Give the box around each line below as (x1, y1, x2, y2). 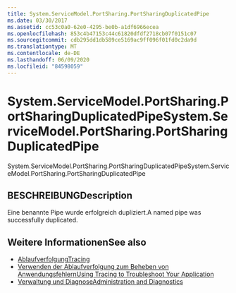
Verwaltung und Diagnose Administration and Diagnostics (17, 277, 183, 286)
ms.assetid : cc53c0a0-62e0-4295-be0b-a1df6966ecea (7, 23, 159, 30)
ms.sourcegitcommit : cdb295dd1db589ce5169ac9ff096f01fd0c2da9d (7, 37, 197, 44)
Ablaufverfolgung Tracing (17, 255, 90, 263)
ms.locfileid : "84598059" (7, 63, 83, 70)
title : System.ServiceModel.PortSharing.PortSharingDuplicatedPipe (7, 10, 210, 18)
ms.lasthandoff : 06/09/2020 (7, 56, 90, 64)
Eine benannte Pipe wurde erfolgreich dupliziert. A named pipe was (7, 208, 201, 217)
